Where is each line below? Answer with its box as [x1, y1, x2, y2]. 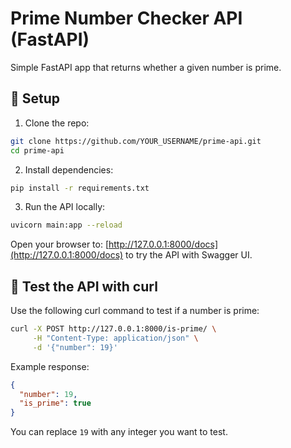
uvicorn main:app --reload [10, 220, 123, 231]
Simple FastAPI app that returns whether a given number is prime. [10, 61, 282, 73]
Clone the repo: [24, 117, 90, 129]
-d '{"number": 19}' [32, 342, 118, 352]
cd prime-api [10, 145, 65, 156]
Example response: [10, 360, 90, 372]
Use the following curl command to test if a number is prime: [10, 305, 260, 317]
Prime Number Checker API [10, 7, 243, 30]
